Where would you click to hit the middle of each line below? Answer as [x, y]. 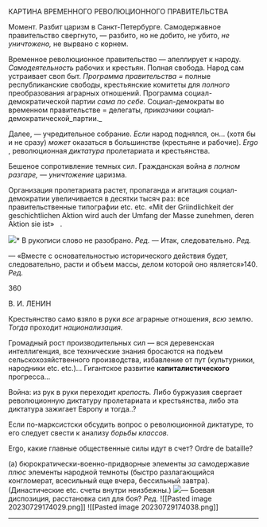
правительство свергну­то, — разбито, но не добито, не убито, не [119, 35]
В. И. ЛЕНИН [30, 303]
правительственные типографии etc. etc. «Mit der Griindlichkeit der [121, 207]
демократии [29, 199]
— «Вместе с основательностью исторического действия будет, [118, 256]
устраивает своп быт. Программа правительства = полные [110, 76]
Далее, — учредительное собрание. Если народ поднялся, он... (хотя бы [132, 134]
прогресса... [29, 377]
